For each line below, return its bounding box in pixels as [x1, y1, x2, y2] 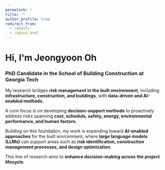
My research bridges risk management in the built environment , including [5, 87, 159, 93]
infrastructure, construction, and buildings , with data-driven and [5, 93, 142, 99]
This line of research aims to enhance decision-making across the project [5, 153, 160, 160]
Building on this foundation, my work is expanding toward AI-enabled [5, 128, 148, 134]
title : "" [5, 12, 26, 17]
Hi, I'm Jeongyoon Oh [5, 52, 97, 63]
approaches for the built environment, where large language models [5, 133, 148, 139]
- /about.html [9, 30, 39, 35]
